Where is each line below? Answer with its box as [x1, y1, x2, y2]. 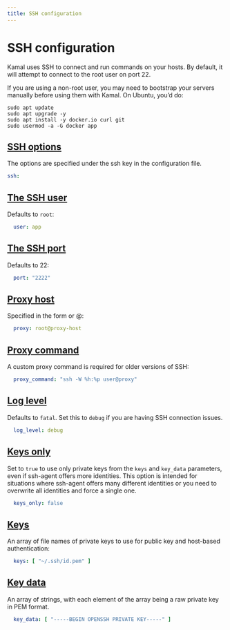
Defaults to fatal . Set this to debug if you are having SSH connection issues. [7, 413, 223, 421]
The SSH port [7, 242, 66, 254]
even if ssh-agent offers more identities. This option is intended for [7, 471, 198, 480]
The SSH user [7, 191, 68, 204]
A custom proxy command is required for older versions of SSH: [7, 363, 189, 371]
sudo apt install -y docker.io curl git [7, 116, 126, 123]
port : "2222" [13, 274, 51, 281]
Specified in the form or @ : [7, 312, 84, 320]
